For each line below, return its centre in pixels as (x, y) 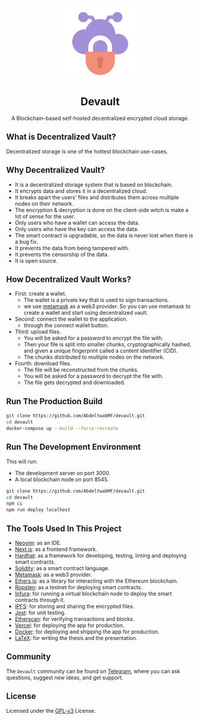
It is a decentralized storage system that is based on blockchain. (94, 184)
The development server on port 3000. (63, 473)
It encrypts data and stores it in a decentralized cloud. (81, 191)
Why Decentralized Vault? (56, 170)
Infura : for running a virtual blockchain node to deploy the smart (93, 593)
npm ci (14, 504)
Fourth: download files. (43, 364)
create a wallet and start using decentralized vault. (86, 313)
